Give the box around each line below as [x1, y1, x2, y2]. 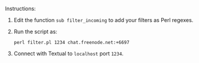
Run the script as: [13, 28, 58, 35]
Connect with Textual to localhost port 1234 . [13, 50, 123, 57]
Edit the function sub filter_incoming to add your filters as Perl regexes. [13, 17, 194, 23]
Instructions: [5, 5, 36, 12]
